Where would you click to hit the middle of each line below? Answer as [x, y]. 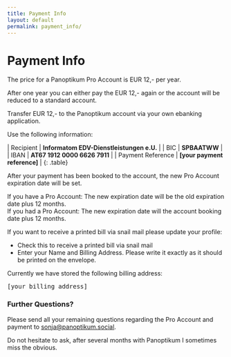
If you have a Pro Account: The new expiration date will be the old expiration [116, 197]
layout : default [30, 20]
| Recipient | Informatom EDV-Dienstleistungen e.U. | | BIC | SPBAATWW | [115, 148]
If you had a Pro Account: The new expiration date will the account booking [114, 211]
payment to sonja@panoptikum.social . [62, 327]
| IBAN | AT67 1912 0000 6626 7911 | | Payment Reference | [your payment [115, 155]
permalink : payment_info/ [44, 26]
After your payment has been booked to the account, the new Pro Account [113, 176]
